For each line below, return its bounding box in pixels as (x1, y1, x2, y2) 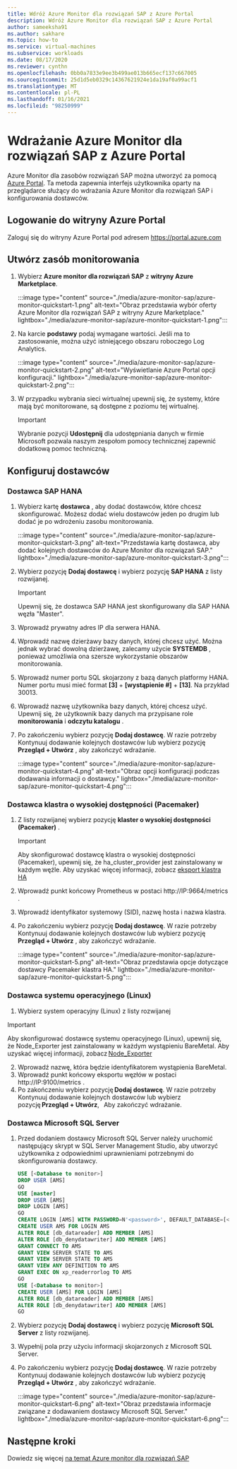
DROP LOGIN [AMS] (17, 1203, 69, 1210)
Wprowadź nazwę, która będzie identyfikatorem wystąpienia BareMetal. (17, 1063, 227, 1071)
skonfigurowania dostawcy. (17, 1157, 97, 1165)
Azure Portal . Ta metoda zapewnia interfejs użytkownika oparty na (7, 178, 201, 187)
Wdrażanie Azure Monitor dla (7, 133, 183, 149)
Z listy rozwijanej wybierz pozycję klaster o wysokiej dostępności (17, 816, 212, 824)
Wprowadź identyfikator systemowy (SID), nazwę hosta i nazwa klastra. (17, 908, 227, 916)
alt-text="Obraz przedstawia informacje (95, 1400, 212, 1408)
